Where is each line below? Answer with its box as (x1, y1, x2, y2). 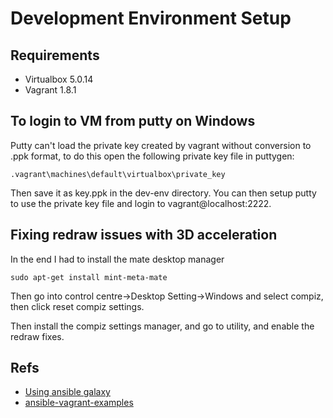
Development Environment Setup (10, 7, 292, 30)
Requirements (10, 47, 100, 64)
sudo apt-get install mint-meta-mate (10, 272, 168, 282)
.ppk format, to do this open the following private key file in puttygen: (10, 150, 295, 162)
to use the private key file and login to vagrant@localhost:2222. (10, 197, 272, 209)
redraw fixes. (10, 330, 65, 342)
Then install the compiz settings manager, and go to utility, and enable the (10, 320, 315, 332)
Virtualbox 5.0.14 (24, 73, 94, 85)
